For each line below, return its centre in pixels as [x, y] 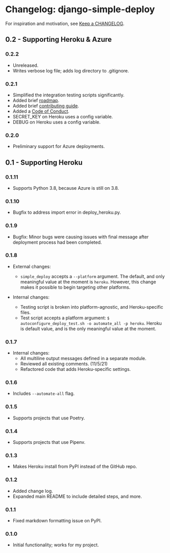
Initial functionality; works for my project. [56, 545]
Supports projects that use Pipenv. [49, 442]
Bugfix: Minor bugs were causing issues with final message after [81, 237]
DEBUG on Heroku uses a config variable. [56, 122]
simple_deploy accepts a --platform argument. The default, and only [92, 276]
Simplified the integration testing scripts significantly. [69, 95]
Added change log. [33, 491]
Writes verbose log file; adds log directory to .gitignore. [71, 70]
